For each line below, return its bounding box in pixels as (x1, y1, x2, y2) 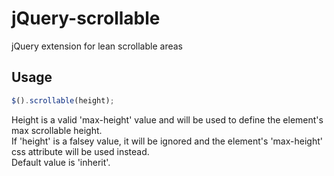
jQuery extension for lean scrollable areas (11, 40, 183, 52)
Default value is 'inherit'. (11, 156, 111, 168)
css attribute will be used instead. (11, 145, 150, 157)
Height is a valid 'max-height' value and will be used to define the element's (11, 113, 324, 126)
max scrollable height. (11, 124, 103, 136)
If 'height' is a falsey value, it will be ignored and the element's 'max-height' (11, 135, 323, 147)
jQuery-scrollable (11, 7, 161, 30)
